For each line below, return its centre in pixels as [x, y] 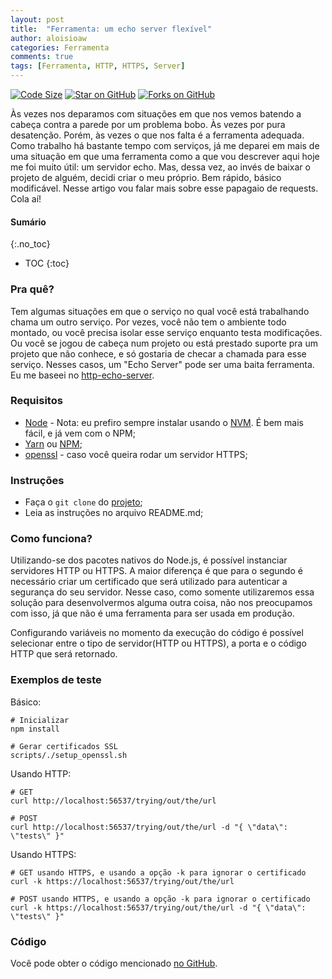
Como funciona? [51, 539]
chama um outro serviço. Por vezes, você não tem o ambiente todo [148, 322]
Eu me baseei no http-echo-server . [82, 375]
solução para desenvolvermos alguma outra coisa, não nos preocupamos [161, 603]
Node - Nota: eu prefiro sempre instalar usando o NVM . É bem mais [164, 422]
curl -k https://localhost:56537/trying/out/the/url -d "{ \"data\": [158, 907]
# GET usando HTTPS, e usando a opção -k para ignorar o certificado [158, 872]
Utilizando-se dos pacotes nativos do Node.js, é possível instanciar [149, 560]
